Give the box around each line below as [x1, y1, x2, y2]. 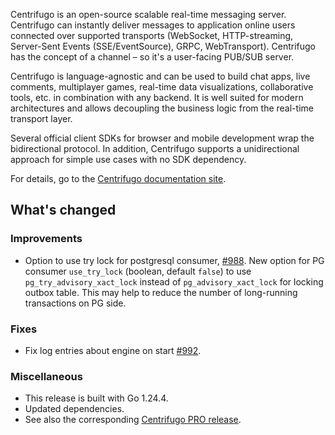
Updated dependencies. [24, 403, 125, 415]
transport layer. [10, 113, 73, 124]
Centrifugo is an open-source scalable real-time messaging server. [10, 9, 287, 20]
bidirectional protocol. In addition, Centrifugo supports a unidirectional [10, 143, 300, 154]
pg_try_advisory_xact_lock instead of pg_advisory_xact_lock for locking [24, 275, 324, 288]
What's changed [10, 202, 117, 219]
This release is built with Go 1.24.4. [24, 392, 169, 404]
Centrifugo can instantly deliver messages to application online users [10, 19, 296, 31]
